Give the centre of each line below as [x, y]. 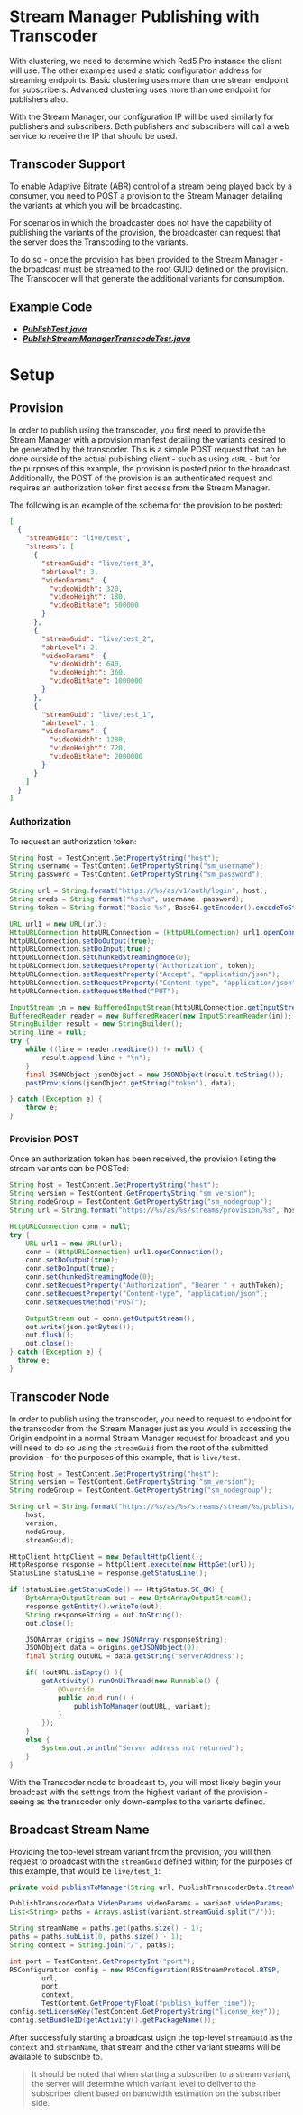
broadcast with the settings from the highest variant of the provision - [139, 1792]
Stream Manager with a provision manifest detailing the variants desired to [147, 439]
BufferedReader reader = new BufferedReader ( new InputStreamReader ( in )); [151, 1016]
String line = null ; [48, 1033]
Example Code [51, 307]
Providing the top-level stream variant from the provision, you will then [140, 1851]
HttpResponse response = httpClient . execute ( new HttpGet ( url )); [133, 1565]
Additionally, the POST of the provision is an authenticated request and [141, 478]
